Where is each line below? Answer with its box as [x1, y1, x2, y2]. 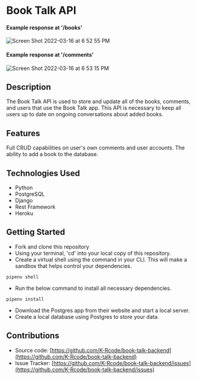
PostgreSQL [14, 190, 45, 198]
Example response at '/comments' [6, 51, 94, 58]
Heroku [14, 210, 34, 217]
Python [14, 184, 33, 192]
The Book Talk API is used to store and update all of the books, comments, [6, 98, 191, 105]
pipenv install [6, 296, 44, 302]
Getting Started [6, 227, 65, 237]
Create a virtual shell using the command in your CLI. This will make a [14, 255, 187, 263]
